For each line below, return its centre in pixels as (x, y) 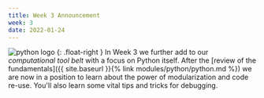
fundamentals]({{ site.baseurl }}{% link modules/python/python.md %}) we (130, 69)
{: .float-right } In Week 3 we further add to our (132, 53)
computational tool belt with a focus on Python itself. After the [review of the (132, 60)
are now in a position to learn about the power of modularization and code (128, 77)
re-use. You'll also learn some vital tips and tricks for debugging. (113, 85)
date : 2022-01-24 (37, 30)
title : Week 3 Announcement (54, 15)
